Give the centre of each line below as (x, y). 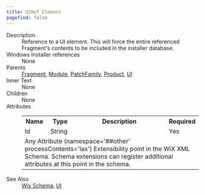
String (59, 131)
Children (17, 93)
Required (182, 121)
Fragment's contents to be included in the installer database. (98, 48)
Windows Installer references (43, 54)
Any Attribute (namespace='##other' (77, 141)
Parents (16, 67)
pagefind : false (27, 18)
